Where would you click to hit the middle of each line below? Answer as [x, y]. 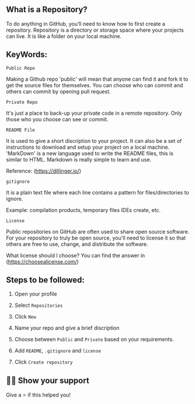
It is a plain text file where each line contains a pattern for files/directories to [98, 192]
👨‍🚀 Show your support [48, 380]
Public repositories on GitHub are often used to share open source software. [98, 231]
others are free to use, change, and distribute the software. [77, 244]
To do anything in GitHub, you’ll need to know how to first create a [86, 23]
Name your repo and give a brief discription [67, 328]
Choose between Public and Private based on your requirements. [94, 340]
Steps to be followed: [45, 280]
